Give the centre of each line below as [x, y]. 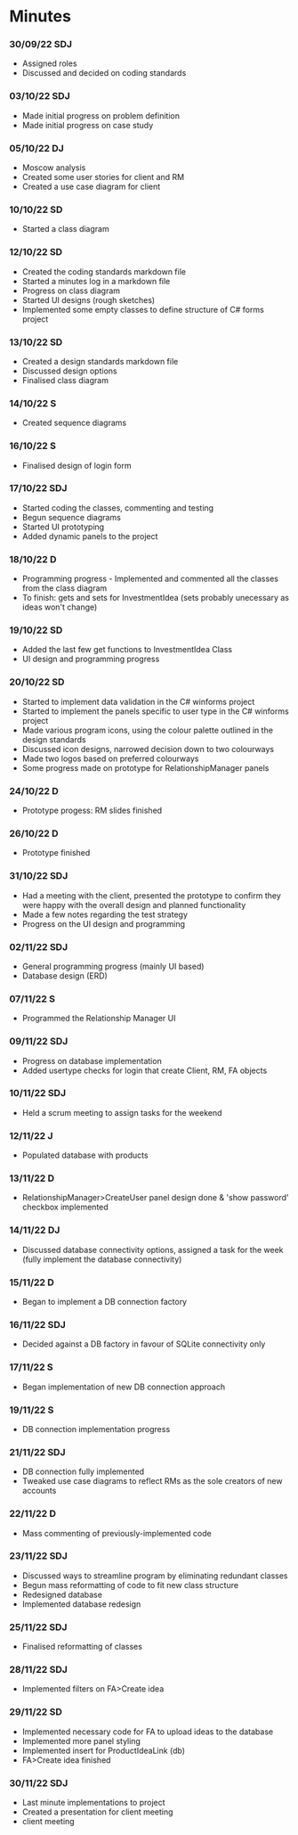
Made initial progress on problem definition [101, 115]
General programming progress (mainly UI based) [113, 966]
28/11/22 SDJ [39, 1670]
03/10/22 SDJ [40, 96]
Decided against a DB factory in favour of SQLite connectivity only [144, 1344]
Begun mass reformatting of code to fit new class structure [130, 1585]
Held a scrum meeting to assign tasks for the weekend [122, 1112]
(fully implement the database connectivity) [102, 1259]
